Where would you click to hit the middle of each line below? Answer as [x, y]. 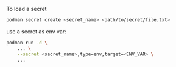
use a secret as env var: [37, 31]
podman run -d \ [27, 43]
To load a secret [26, 9]
